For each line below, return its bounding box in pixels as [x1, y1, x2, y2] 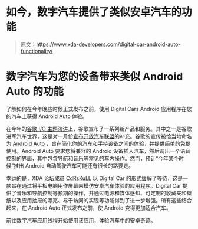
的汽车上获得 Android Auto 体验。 [6, 113, 88, 120]
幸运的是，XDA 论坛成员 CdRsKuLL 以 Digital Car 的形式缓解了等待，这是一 [6, 175, 189, 182]
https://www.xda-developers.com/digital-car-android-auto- [36, 41, 181, 48]
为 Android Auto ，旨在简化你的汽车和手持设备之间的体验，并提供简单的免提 [6, 140, 191, 147]
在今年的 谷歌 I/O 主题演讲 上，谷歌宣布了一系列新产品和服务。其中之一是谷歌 [6, 125, 192, 132]
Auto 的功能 [6, 85, 64, 98]
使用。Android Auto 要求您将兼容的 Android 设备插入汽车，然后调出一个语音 [6, 147, 191, 154]
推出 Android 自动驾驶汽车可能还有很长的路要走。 [14, 162, 134, 169]
